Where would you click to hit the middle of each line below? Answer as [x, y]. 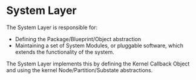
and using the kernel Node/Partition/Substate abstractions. [80, 70]
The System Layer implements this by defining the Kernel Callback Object [98, 64]
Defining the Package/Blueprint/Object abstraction [78, 39]
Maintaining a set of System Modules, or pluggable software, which [99, 45]
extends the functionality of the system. [64, 52]
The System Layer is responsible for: [52, 27]
